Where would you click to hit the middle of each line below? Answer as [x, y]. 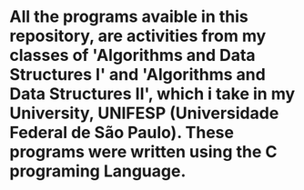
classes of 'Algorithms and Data [133, 55]
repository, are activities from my [138, 36]
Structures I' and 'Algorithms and [137, 75]
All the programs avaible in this [129, 17]
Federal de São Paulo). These [122, 133]
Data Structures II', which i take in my [152, 94]
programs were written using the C [143, 152]
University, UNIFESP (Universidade [144, 113]
